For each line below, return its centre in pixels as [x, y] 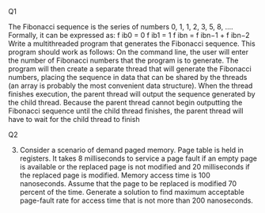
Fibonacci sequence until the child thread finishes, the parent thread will [126, 111]
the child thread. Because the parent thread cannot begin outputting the [125, 103]
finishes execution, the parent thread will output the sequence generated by [132, 94]
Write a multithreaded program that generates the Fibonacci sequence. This [132, 44]
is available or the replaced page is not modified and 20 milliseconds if [135, 167]
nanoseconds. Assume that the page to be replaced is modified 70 [128, 184]
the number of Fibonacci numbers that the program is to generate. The [123, 60]
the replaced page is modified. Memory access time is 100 [115, 175]
